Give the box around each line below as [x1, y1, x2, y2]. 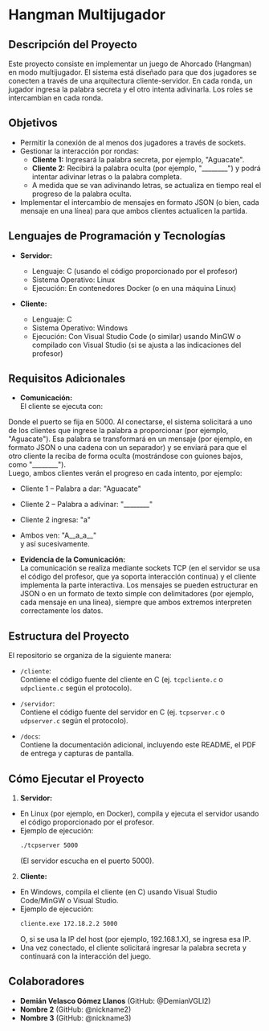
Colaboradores [8, 975, 85, 988]
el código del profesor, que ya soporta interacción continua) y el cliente [19, 572, 257, 582]
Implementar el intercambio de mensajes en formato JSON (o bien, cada [19, 197, 259, 207]
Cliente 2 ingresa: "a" [19, 515, 91, 525]
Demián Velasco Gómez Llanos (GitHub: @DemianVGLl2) [19, 996, 211, 1005]
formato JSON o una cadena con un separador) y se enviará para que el [8, 443, 247, 452]
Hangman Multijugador [8, 6, 166, 24]
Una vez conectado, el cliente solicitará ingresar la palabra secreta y [19, 943, 247, 952]
